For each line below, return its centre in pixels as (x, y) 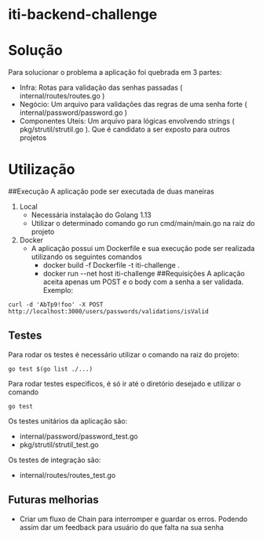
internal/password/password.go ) (73, 113)
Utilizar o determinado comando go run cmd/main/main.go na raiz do (143, 224)
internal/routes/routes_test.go (68, 475)
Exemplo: (58, 290)
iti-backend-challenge (83, 15)
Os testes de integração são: (55, 460)
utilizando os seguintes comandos (87, 257)
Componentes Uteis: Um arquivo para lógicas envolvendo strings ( (127, 121)
